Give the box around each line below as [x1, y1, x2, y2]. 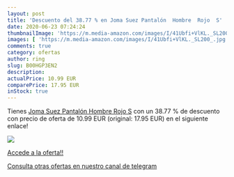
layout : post [7, 10, 45, 17]
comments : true [7, 43, 52, 49]
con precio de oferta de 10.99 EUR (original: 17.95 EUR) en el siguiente [7, 114, 209, 123]
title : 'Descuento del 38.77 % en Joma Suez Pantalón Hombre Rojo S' [7, 17, 223, 24]
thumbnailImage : [7, 29, 54, 37]
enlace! [7, 122, 29, 130]
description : [7, 68, 45, 75]
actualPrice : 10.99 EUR [7, 75, 77, 82]
